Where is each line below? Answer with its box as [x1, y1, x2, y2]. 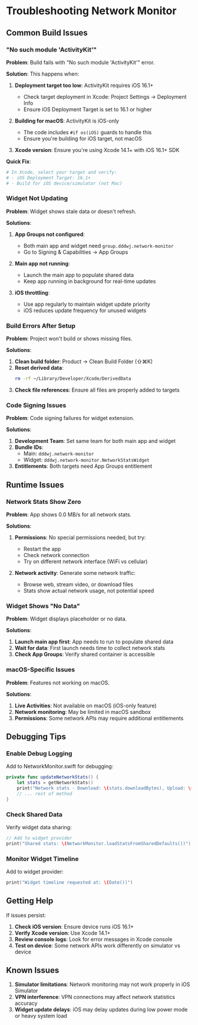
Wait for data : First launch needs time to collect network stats [14, 645, 165, 652]
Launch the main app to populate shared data [23, 271, 134, 279]
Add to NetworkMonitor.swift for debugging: [6, 763, 114, 770]
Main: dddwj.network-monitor [23, 450, 94, 457]
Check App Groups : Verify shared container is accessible [14, 651, 155, 658]
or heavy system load [14, 1013, 68, 1020]
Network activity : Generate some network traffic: [14, 569, 136, 576]
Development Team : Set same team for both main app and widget [14, 438, 176, 445]
